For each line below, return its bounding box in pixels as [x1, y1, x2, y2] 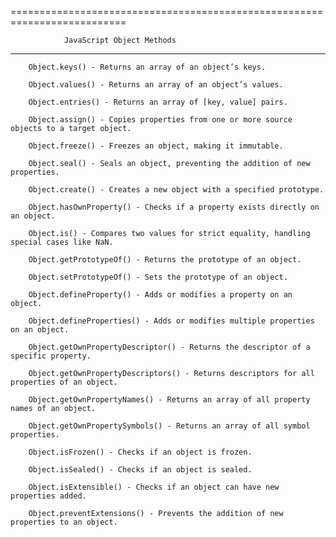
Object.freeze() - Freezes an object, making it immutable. [28, 141, 284, 151]
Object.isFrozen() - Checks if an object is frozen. [28, 447, 253, 457]
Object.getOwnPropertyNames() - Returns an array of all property [28, 395, 311, 405]
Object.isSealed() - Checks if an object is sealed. [28, 465, 253, 475]
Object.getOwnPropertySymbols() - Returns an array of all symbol [28, 421, 311, 431]
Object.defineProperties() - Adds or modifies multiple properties [28, 316, 315, 326]
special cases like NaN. [10, 237, 114, 247]
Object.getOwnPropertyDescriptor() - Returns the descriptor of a [28, 342, 311, 352]
